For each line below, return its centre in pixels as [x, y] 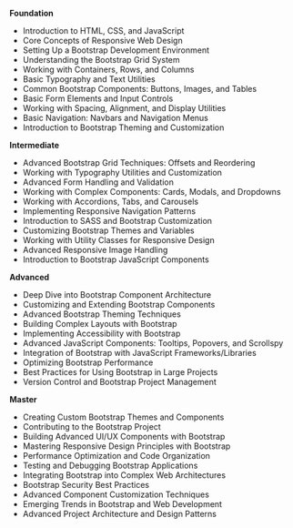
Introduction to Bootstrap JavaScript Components [116, 259]
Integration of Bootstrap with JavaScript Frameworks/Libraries [139, 353]
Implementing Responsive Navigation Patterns [109, 211]
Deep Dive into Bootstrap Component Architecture [117, 294]
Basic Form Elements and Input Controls [98, 98]
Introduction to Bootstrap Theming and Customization [123, 127]
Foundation [32, 13]
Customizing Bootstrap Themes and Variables [108, 230]
